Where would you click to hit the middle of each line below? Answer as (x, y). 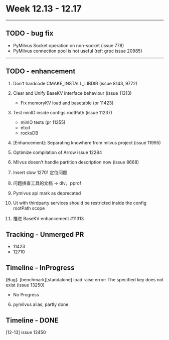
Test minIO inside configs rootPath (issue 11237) (62, 112)
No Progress (26, 295)
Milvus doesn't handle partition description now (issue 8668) (76, 162)
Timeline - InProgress (40, 268)
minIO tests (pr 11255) (43, 122)
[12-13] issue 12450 (26, 332)
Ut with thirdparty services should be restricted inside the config (80, 203)
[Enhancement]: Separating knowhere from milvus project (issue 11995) (87, 142)
